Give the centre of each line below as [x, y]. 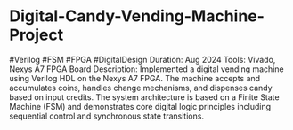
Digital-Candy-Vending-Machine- [137, 16]
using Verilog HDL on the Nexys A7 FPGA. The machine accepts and [135, 78]
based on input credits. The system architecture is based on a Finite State [144, 97]
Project [37, 35]
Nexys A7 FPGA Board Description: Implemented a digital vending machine [146, 69]
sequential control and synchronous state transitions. [107, 116]
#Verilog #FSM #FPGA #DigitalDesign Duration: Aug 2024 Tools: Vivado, [142, 59]
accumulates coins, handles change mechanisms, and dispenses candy [141, 88]
